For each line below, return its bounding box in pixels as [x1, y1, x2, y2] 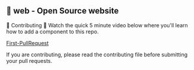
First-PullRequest [6, 39, 49, 46]
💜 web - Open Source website [6, 6, 119, 16]
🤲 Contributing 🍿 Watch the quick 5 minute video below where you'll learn [6, 21, 189, 28]
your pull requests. [6, 57, 53, 64]
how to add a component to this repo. [6, 28, 99, 35]
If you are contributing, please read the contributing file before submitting [6, 51, 188, 58]
